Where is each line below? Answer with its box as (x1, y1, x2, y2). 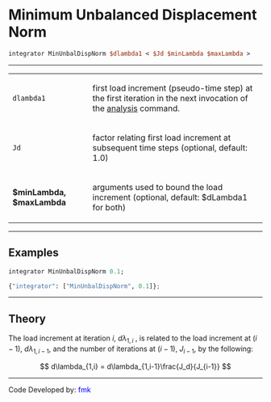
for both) (92, 201, 127, 213)
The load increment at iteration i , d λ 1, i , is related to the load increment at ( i (8, 333, 257, 345)
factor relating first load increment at (92, 132, 231, 143)
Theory (8, 311, 47, 325)
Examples (8, 246, 59, 260)
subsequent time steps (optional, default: (92, 142, 248, 153)
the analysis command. (92, 103, 180, 114)
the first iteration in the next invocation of (92, 92, 248, 104)
